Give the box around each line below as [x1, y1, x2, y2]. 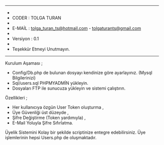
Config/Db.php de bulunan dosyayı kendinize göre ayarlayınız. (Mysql [12, 70, 153, 75]
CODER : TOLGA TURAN [12, 15, 61, 21]
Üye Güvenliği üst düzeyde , [12, 110, 69, 115]
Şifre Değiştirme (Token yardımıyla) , [12, 115, 86, 121]
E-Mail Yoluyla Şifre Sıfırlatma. [12, 120, 73, 125]
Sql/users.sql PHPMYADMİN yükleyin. [12, 80, 89, 86]
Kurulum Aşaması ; [5, 60, 43, 66]
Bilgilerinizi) [12, 75, 36, 81]
